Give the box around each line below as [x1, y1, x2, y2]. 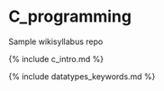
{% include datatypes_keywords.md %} [8, 70, 156, 82]
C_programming [8, 6, 132, 27]
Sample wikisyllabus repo [8, 36, 104, 47]
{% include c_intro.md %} [8, 53, 105, 64]
